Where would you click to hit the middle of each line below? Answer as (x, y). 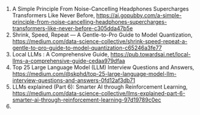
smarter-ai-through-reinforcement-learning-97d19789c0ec (87, 100)
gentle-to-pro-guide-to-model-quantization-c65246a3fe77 (87, 48)
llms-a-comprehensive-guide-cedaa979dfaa (69, 61)
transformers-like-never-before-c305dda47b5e (72, 28)
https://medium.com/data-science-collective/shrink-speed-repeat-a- (100, 41)
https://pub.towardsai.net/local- (151, 54)
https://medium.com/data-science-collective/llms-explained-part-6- (99, 93)
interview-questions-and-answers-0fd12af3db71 (74, 80)
